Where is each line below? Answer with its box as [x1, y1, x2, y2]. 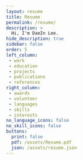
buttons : [6, 128, 27, 135]
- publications [8, 74, 46, 80]
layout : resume [6, 8, 43, 15]
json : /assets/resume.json [11, 145, 77, 151]
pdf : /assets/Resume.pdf [11, 139, 72, 145]
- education [8, 63, 38, 69]
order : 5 [6, 47, 27, 53]
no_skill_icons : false [6, 123, 61, 129]
